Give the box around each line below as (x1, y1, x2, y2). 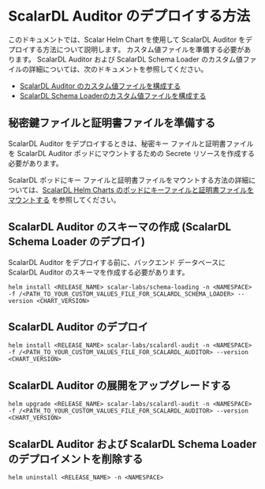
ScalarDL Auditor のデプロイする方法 (8, 7, 251, 25)
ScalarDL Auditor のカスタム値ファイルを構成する (19, 80, 181, 91)
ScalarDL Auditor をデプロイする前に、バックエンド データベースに (8, 257, 226, 267)
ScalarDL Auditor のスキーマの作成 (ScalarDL (8, 220, 232, 233)
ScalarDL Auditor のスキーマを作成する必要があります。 (8, 267, 189, 277)
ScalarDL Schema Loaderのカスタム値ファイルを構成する (19, 91, 207, 100)
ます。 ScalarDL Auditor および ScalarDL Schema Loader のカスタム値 (14, 54, 243, 64)
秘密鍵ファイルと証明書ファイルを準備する (8, 116, 215, 130)
